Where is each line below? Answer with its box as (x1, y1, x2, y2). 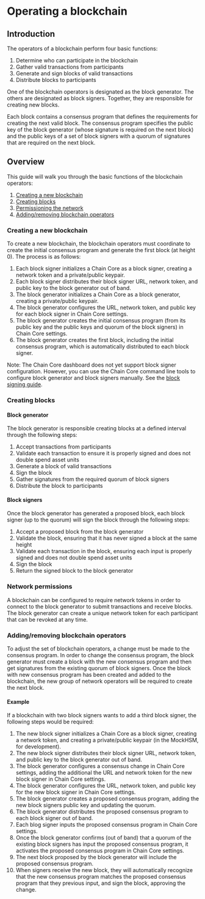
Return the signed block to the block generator (15, 567, 134, 575)
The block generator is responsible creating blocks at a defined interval (7, 425, 187, 432)
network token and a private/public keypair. (15, 271, 126, 279)
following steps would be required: (7, 718, 94, 726)
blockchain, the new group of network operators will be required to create (7, 677, 193, 685)
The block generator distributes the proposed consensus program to (15, 808, 189, 815)
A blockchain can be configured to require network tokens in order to (7, 596, 181, 603)
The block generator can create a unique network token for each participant (7, 609, 198, 616)
